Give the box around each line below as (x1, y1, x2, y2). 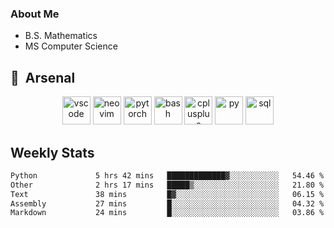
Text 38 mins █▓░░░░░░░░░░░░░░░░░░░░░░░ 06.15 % (10, 189, 325, 199)
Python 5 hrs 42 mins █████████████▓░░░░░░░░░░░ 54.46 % (10, 170, 325, 181)
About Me (10, 7, 60, 21)
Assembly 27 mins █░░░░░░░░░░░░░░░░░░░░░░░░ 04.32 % (10, 198, 325, 209)
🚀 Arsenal (10, 69, 76, 86)
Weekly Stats (10, 144, 95, 161)
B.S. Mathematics (24, 30, 98, 42)
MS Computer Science (24, 40, 118, 52)
